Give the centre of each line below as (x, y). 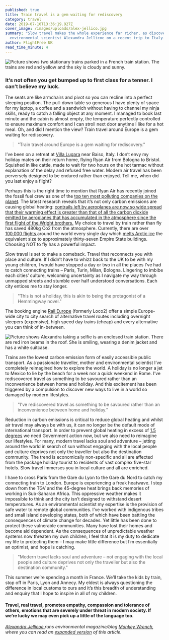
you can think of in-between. (35, 327)
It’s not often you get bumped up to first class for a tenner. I (79, 80)
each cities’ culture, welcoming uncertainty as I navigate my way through (81, 275)
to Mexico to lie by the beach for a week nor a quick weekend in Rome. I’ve (83, 373)
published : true (22, 10)
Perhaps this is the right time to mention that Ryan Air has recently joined (81, 191)
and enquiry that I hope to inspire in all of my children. (61, 593)
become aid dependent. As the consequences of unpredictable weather (80, 531)
